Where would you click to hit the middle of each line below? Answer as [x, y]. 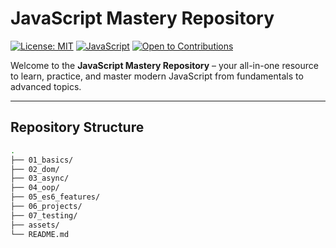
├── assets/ [35, 225]
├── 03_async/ [40, 178]
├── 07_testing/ [44, 215]
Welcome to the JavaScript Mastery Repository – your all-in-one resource [164, 65]
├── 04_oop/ [35, 188]
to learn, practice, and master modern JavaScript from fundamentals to [157, 76]
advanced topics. [46, 86]
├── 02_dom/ [35, 169]
